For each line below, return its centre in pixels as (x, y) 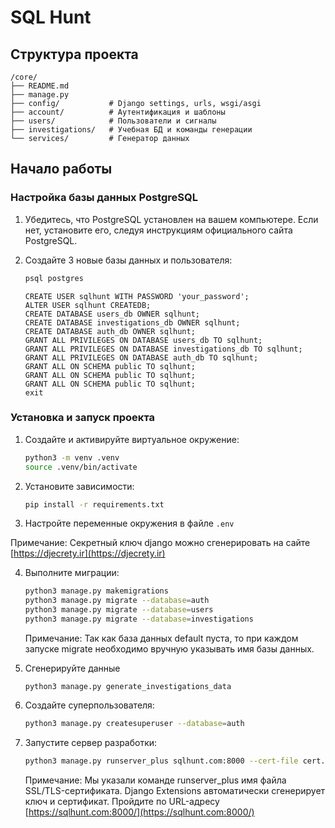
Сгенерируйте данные (72, 668)
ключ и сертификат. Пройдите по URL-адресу (122, 801)
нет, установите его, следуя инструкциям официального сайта (158, 230)
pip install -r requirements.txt (94, 504)
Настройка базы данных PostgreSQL (104, 198)
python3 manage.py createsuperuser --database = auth (134, 723)
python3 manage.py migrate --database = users (119, 610)
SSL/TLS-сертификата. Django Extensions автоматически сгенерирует (175, 790)
